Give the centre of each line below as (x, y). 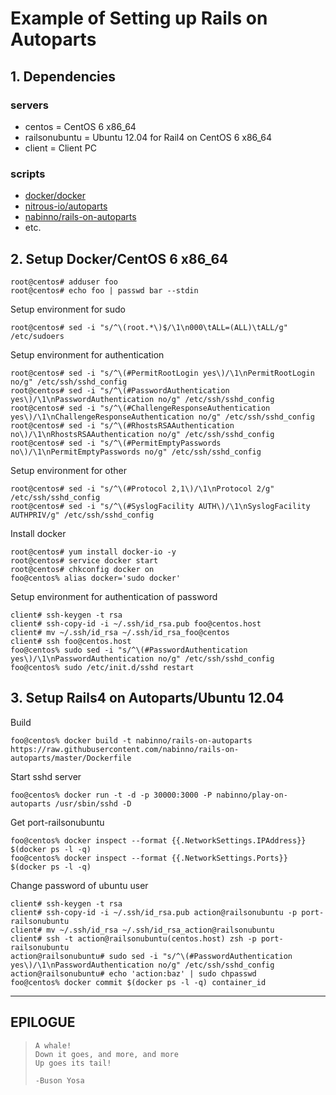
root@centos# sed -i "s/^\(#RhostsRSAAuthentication (122, 425)
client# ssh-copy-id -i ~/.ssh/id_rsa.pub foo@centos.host (136, 623)
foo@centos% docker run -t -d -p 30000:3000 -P (111, 795)
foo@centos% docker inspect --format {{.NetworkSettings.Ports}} (149, 858)
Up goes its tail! (73, 1063)
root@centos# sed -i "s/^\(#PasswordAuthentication (120, 390)
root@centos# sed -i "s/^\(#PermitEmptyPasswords (116, 443)
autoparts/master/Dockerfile (71, 758)
